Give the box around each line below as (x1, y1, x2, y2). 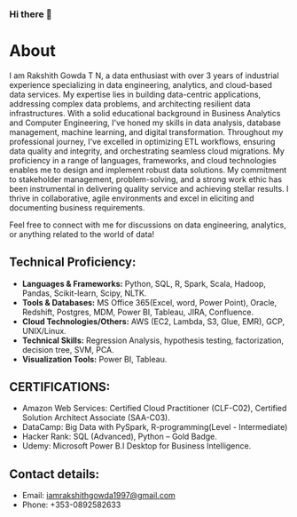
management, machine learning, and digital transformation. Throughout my (9, 126, 284, 137)
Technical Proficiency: (9, 255, 137, 270)
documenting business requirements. (9, 202, 145, 212)
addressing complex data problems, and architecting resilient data (9, 98, 251, 109)
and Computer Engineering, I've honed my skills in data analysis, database (9, 117, 281, 128)
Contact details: (9, 466, 100, 481)
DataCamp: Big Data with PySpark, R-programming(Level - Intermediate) (21, 422, 288, 433)
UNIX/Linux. (21, 325, 66, 336)
